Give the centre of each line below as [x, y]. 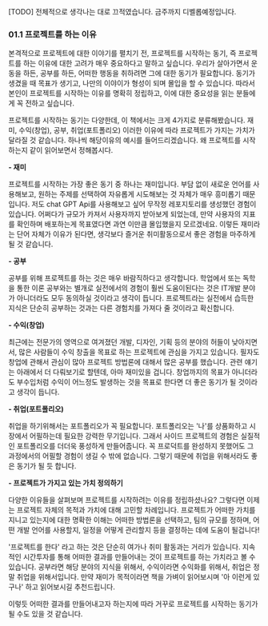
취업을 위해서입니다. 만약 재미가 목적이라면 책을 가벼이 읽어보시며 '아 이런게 [134, 577]
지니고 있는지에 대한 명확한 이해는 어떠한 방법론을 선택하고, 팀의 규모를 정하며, [130, 520]
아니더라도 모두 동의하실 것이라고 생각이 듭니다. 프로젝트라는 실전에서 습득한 [135, 298]
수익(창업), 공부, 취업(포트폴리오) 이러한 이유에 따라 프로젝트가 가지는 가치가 [137, 130]
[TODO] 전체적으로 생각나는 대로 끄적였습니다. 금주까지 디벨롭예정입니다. [122, 12]
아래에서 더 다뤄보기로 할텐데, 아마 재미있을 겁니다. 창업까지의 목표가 [123, 372]
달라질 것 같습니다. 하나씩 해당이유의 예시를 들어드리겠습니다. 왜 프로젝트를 [125, 140]
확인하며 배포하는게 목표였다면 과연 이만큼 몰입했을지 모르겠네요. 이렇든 [128, 224]
